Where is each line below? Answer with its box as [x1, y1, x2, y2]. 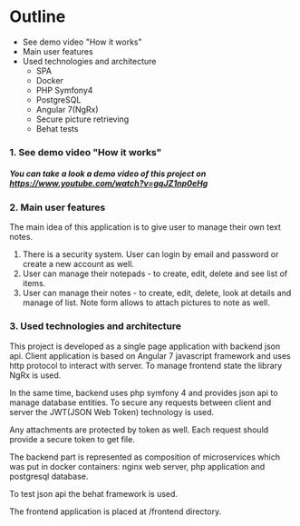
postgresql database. [9, 471, 89, 481]
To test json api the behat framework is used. [9, 488, 179, 499]
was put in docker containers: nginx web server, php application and [9, 461, 266, 471]
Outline [9, 6, 66, 27]
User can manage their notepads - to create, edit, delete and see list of [22, 268, 288, 279]
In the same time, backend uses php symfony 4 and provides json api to [9, 387, 278, 398]
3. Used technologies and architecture [9, 320, 181, 332]
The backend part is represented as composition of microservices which [9, 452, 281, 462]
